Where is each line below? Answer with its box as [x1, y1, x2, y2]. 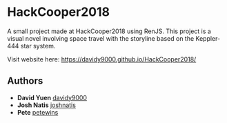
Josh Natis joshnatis [17, 101, 76, 109]
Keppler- [195, 34, 221, 42]
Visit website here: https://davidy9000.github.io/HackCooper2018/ [7, 55, 197, 63]
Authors [7, 75, 43, 87]
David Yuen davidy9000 [17, 93, 88, 102]
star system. [20, 41, 56, 50]
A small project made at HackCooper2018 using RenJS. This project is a [7, 27, 212, 35]
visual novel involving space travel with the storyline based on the [7, 34, 195, 42]
